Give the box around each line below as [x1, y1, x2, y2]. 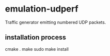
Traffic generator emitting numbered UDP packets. [5, 19, 106, 25]
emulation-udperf [5, 3, 79, 14]
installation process [5, 33, 66, 42]
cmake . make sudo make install [5, 46, 69, 52]
